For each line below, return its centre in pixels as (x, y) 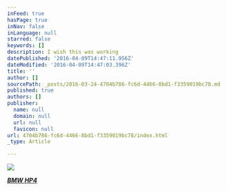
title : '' (21, 71)
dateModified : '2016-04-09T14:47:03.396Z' (69, 65)
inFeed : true (26, 13)
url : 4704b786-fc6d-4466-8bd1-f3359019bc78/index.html (88, 135)
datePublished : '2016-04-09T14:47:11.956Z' (71, 59)
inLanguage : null (32, 33)
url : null (27, 122)
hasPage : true (28, 20)
